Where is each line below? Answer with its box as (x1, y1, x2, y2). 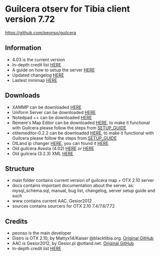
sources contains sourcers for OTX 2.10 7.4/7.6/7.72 (12, 203, 115, 209)
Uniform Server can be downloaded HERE (12, 109, 96, 115)
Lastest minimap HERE (12, 77, 57, 83)
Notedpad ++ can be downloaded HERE (12, 114, 92, 120)
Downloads (5, 91, 40, 100)
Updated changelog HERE (12, 72, 64, 78)
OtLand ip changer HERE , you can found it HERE (12, 140, 109, 146)
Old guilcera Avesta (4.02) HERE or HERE (12, 145, 95, 151)
